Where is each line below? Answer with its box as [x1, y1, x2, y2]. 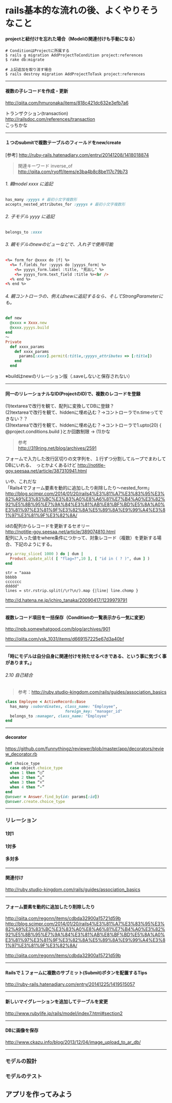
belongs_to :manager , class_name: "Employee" [10, 713, 109, 718]
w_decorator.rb [5, 751, 37, 757]
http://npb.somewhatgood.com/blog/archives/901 [5, 626, 111, 632]
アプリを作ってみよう [5, 1090, 73, 1098]
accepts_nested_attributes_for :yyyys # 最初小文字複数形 [5, 202, 125, 207]
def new [5, 315, 22, 321]
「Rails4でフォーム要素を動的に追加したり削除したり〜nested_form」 [5, 485, 152, 491]
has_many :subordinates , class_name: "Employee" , [10, 704, 118, 709]
